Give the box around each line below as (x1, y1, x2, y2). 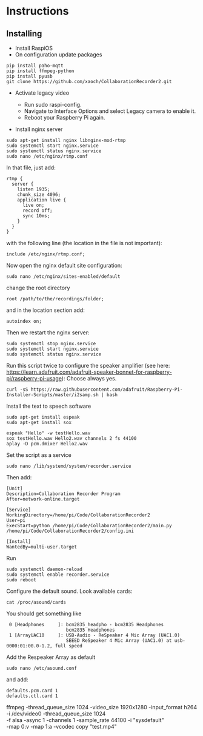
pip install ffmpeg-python (6, 68, 75, 74)
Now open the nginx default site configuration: (6, 262, 122, 269)
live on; (22, 202, 45, 208)
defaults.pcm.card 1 (6, 687, 59, 694)
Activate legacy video (15, 89, 70, 96)
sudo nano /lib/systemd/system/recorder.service (6, 463, 131, 469)
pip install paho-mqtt (6, 62, 64, 69)
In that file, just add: (6, 164, 56, 171)
